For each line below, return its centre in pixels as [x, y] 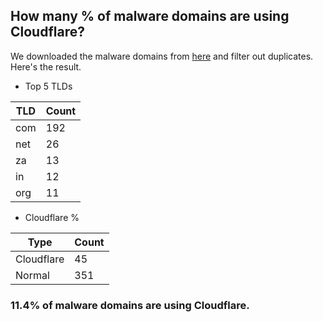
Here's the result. [46, 66]
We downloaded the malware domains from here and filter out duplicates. [162, 56]
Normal [32, 275]
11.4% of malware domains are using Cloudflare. [130, 305]
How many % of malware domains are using [150, 16]
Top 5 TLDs [48, 86]
